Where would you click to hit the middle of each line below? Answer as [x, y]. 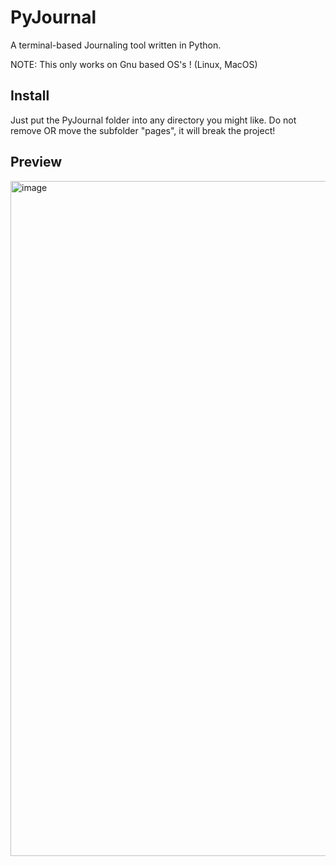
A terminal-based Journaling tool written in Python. [116, 45]
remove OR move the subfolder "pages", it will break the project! [143, 130]
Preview [36, 162]
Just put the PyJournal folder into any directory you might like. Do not [153, 120]
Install [30, 96]
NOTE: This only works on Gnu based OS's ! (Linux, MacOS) [134, 64]
